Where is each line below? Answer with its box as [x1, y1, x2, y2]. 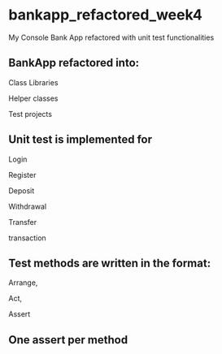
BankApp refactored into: [8, 56, 140, 70]
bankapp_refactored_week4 [8, 6, 203, 24]
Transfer [8, 217, 37, 227]
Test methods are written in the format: [8, 256, 211, 270]
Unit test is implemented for [8, 132, 153, 147]
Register [8, 170, 37, 179]
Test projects [8, 109, 53, 119]
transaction [8, 233, 46, 243]
